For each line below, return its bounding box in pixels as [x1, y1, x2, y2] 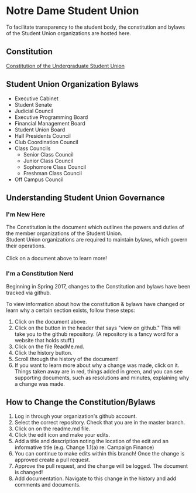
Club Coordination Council [14, 138, 78, 145]
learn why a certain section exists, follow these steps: [6, 307, 136, 314]
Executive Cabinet [14, 95, 59, 102]
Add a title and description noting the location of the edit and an [14, 438, 169, 445]
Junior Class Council [23, 157, 74, 164]
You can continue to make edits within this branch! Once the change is [14, 450, 185, 457]
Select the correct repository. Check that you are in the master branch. [14, 419, 185, 426]
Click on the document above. [14, 318, 87, 325]
